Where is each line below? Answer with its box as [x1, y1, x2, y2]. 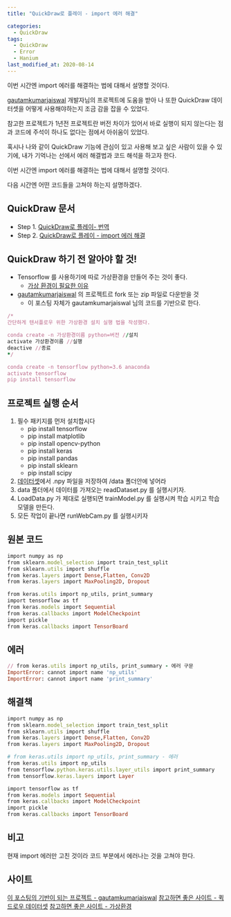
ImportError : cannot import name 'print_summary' [7, 675, 154, 682]
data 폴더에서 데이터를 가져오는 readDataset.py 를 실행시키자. [17, 486, 186, 494]
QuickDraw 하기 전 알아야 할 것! [7, 253, 137, 265]
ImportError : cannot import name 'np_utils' [7, 669, 138, 676]
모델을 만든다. [17, 503, 55, 511]
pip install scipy [27, 469, 73, 478]
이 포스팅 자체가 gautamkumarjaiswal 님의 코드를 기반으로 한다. [27, 299, 201, 307]
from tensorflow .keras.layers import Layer [7, 772, 135, 779]
